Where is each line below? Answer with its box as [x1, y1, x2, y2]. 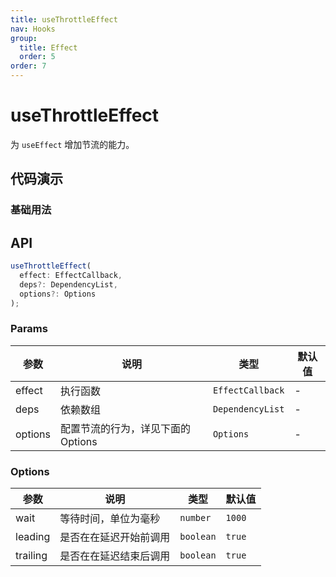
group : [10, 33, 38, 43]
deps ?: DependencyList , [19, 279, 118, 290]
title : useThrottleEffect [10, 14, 118, 25]
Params [10, 322, 48, 336]
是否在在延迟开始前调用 [59, 531, 171, 545]
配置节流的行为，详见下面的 [60, 421, 192, 435]
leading [15, 530, 51, 544]
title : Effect [19, 42, 78, 53]
